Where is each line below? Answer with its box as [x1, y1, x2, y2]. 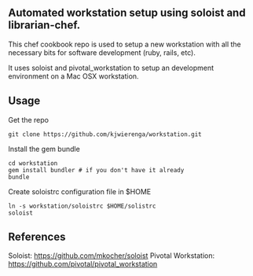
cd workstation [8, 159, 58, 167]
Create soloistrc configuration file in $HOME [8, 186, 152, 196]
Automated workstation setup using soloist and [8, 6, 246, 20]
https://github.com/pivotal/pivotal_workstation [8, 259, 158, 269]
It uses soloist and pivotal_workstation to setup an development [8, 63, 214, 72]
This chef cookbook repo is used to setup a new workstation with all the [8, 39, 241, 49]
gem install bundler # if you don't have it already [8, 166, 185, 174]
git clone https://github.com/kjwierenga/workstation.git [8, 130, 202, 138]
